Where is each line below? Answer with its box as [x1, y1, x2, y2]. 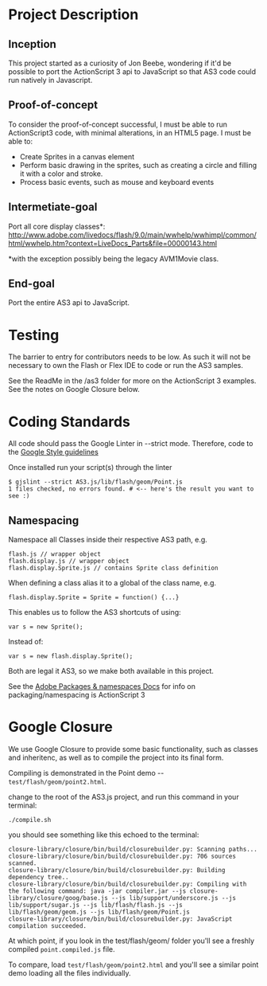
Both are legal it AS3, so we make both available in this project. [8, 667, 215, 676]
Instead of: [8, 637, 44, 647]
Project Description [8, 6, 139, 24]
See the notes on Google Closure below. [8, 385, 141, 394]
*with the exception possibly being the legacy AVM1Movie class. [8, 253, 219, 264]
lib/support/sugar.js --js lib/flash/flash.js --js [8, 902, 183, 910]
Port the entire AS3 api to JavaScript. [8, 298, 130, 307]
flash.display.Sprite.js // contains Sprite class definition [8, 564, 219, 573]
